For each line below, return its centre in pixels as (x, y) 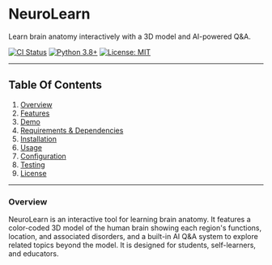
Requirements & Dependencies (72, 130)
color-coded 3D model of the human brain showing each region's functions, (135, 228)
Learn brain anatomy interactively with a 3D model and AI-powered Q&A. (130, 36)
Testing (33, 164)
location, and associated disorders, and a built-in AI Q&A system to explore (134, 237)
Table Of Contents (55, 85)
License (33, 173)
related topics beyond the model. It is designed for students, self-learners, (132, 245)
